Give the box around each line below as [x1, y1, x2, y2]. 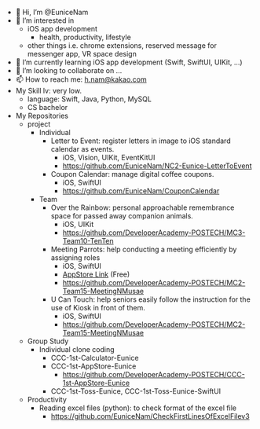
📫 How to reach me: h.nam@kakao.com [15, 75, 147, 84]
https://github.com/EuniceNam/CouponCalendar [62, 186, 220, 196]
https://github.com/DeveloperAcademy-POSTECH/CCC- [62, 370, 245, 379]
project [27, 119, 51, 129]
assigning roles [50, 253, 101, 262]
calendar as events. [50, 145, 115, 153]
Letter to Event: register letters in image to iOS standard [50, 136, 231, 145]
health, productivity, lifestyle [38, 32, 131, 42]
